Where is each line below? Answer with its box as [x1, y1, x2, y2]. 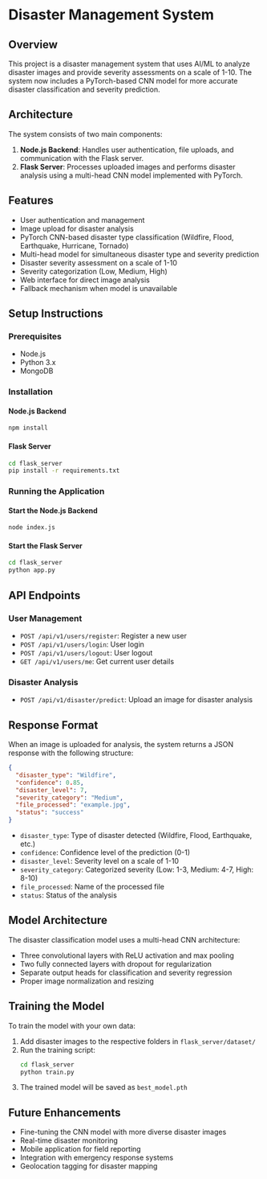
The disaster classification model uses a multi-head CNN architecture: [8, 935, 241, 944]
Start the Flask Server [8, 540, 83, 550]
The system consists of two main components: [8, 129, 163, 138]
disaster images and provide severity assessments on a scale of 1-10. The [8, 68, 253, 77]
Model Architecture [8, 914, 108, 927]
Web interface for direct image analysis [19, 275, 150, 285]
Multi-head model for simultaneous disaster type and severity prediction [19, 249, 259, 259]
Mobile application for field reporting [19, 1144, 142, 1154]
